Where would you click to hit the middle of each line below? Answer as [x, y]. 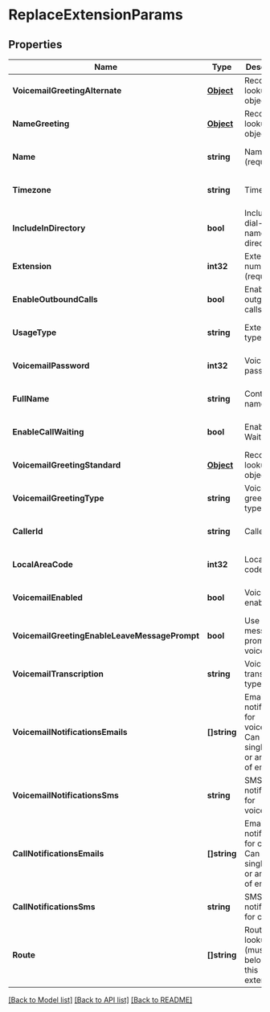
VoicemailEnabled [47, 598]
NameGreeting [41, 124]
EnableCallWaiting [48, 432]
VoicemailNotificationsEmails [70, 732]
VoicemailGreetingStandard [67, 465]
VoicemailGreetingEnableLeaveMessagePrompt [106, 636]
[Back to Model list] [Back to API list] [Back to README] [100, 1000]
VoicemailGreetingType [58, 498]
